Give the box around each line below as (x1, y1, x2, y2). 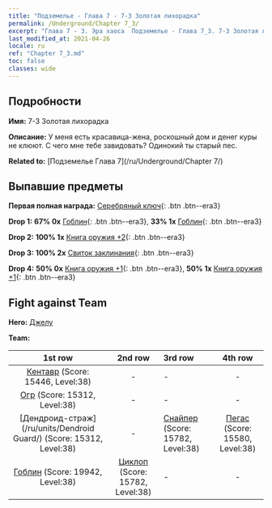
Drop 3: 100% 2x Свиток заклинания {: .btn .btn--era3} (8, 248, 194, 258)
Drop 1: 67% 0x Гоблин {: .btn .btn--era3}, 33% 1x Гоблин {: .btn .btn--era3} (8, 216, 262, 227)
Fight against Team (8, 296, 108, 309)
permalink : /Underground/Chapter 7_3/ (8, 19, 139, 28)
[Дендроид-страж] (19, 412, 97, 424)
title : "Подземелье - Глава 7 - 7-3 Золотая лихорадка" (8, 11, 201, 20)
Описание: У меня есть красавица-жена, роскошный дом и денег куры (8, 131, 257, 142)
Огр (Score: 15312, (19, 390, 96, 401)
